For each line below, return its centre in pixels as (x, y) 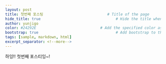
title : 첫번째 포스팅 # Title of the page (77, 14)
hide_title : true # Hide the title (78, 19)
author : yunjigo (22, 23)
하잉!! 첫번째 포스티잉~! (28, 56)
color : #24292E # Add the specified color (80, 28)
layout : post (19, 10)
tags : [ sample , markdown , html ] (38, 37)
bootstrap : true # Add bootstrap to (80, 32)
